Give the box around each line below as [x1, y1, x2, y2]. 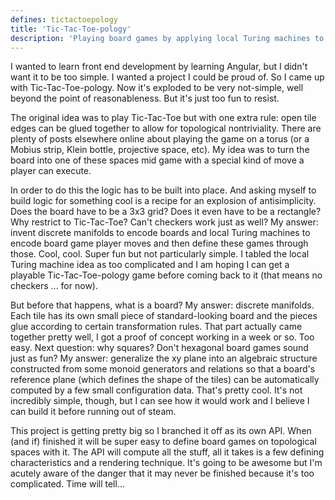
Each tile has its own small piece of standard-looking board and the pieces [10, 310, 318, 322]
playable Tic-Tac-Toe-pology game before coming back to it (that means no [10, 269, 323, 281]
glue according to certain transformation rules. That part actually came [10, 321, 303, 333]
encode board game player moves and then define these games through [10, 237, 309, 250]
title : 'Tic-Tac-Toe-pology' [10, 24, 132, 34]
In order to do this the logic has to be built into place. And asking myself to [10, 184, 317, 196]
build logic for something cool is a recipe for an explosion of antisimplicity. [10, 195, 317, 207]
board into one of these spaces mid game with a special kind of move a [10, 154, 305, 166]
